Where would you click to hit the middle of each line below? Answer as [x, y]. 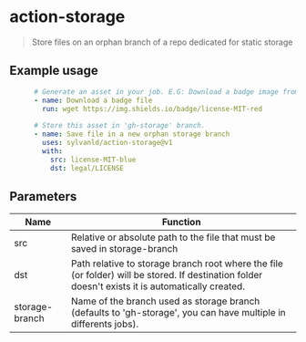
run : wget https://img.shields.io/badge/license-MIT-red [152, 109]
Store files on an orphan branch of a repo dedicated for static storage [162, 42]
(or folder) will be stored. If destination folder [167, 275]
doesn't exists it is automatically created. [158, 286]
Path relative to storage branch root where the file [178, 264]
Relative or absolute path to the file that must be [173, 237]
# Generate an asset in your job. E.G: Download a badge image [156, 92]
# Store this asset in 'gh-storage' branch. [119, 126]
